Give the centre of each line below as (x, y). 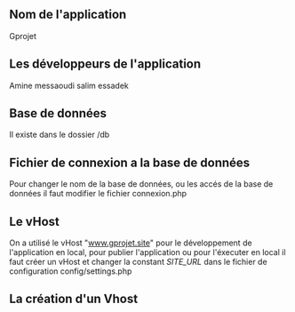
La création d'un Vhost (74, 299)
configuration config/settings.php (71, 271)
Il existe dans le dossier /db (60, 135)
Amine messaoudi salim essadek (69, 85)
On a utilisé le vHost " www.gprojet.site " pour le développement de (131, 243)
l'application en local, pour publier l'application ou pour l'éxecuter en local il (147, 252)
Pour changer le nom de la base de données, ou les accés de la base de (141, 184)
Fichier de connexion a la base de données (130, 162)
